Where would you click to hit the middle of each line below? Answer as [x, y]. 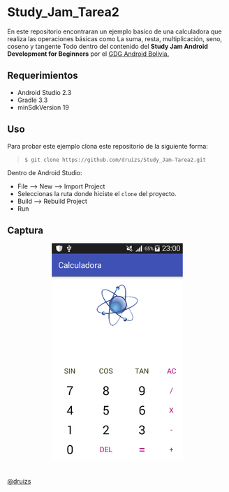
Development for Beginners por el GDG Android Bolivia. [88, 54]
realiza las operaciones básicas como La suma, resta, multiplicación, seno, [114, 38]
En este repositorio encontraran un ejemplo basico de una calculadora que [114, 31]
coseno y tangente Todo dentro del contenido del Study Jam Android [108, 46]
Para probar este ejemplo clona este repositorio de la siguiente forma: [108, 146]
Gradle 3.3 [32, 100]
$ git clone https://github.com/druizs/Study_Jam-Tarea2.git [115, 160]
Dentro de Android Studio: [45, 172]
